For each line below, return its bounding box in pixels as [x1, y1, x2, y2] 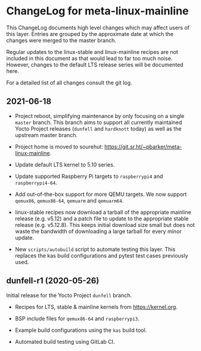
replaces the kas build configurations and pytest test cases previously [14, 252, 188, 259]
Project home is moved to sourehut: [14, 143, 103, 150]
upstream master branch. [14, 131, 78, 138]
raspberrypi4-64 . [14, 178, 58, 186]
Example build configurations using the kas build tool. [14, 326, 147, 334]
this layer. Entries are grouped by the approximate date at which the [6, 30, 174, 37]
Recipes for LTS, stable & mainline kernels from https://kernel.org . [14, 303, 178, 310]
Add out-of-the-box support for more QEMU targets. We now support [14, 190, 187, 198]
